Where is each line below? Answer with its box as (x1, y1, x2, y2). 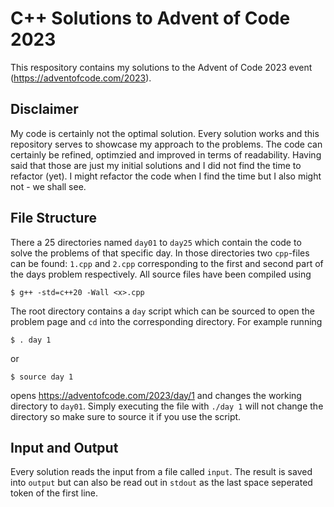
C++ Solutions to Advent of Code (10, 7, 291, 30)
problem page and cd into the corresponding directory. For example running (10, 315, 323, 327)
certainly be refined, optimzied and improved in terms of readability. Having (10, 148, 322, 161)
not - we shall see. (10, 180, 87, 192)
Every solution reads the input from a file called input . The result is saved (10, 466, 313, 478)
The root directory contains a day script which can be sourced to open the (10, 305, 315, 317)
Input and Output (10, 439, 119, 456)
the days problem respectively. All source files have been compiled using (10, 268, 312, 280)
